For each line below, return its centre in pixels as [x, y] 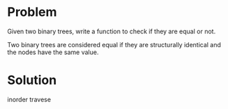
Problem [32, 12]
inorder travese [29, 99]
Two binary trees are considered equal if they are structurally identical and [114, 44]
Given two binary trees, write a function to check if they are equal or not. [112, 31]
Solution [32, 80]
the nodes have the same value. [53, 52]
